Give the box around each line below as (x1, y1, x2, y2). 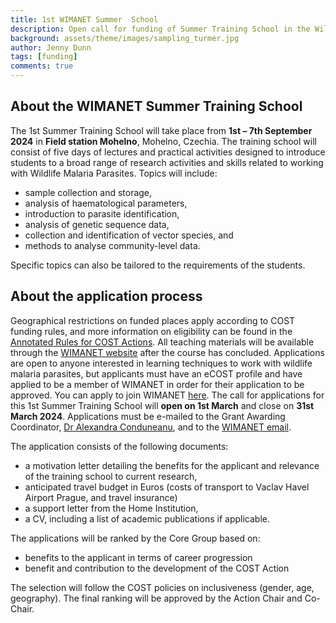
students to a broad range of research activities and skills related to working (10, 156, 324, 168)
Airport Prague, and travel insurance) (24, 491, 178, 503)
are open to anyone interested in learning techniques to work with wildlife (10, 357, 313, 369)
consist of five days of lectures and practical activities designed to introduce (10, 146, 326, 158)
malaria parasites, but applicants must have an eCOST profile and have (10, 367, 303, 380)
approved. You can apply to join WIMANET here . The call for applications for (10, 389, 325, 401)
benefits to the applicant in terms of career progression (24, 551, 253, 563)
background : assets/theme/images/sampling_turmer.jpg (10, 33, 240, 43)
